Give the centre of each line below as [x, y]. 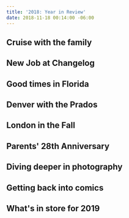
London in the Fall [41, 125]
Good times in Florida [48, 84]
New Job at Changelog [50, 63]
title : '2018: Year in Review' [46, 12]
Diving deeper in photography [64, 167]
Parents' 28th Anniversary [58, 146]
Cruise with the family [49, 42]
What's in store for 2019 [53, 209]
